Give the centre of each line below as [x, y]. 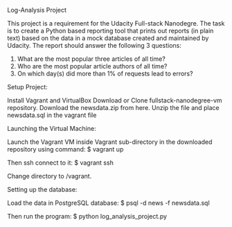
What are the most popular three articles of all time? [91, 59]
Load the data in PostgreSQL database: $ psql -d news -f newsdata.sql [108, 203]
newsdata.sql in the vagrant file [52, 115]
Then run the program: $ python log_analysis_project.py [87, 216]
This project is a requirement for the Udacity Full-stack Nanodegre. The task [116, 23]
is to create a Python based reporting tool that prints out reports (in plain [110, 31]
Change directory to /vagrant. [50, 176]
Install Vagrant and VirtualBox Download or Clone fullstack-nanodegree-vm [115, 100]
